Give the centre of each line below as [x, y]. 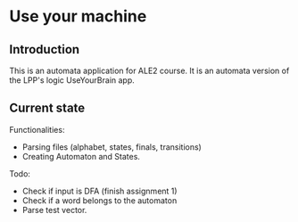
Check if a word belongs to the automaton [99, 200]
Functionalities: [37, 129]
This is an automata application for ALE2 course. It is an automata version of [149, 70]
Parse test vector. [54, 210]
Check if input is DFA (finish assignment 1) [99, 191]
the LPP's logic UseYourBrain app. [72, 80]
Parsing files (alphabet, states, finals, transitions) [112, 147]
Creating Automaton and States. [81, 156]
